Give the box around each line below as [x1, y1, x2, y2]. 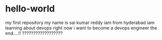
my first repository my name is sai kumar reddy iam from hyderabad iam [5, 19, 155, 25]
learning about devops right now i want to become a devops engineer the [5, 24, 157, 30]
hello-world [5, 3, 55, 14]
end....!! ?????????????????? [5, 30, 63, 36]
